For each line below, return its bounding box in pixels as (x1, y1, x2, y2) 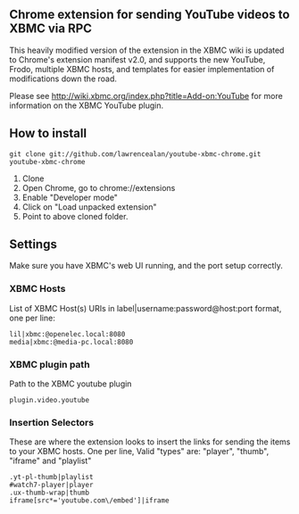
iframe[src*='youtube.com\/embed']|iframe (9, 496, 170, 505)
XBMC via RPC (9, 21, 92, 37)
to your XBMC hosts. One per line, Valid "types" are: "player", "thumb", (9, 446, 270, 457)
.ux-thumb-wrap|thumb (9, 488, 90, 498)
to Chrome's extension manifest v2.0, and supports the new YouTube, (9, 54, 266, 65)
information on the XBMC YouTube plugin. (9, 100, 163, 111)
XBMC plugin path (9, 358, 91, 370)
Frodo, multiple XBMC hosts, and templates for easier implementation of (9, 63, 275, 74)
